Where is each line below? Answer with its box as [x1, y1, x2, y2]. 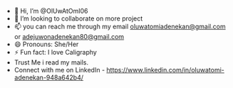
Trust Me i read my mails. [14, 58, 89, 67]
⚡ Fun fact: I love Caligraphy [14, 48, 98, 56]
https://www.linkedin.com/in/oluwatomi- [106, 66, 224, 74]
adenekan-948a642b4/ [14, 73, 84, 82]
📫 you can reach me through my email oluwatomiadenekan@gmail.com [14, 22, 226, 31]
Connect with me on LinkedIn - [14, 66, 105, 74]
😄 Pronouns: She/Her [14, 40, 79, 48]
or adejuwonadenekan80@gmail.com [14, 33, 125, 40]
